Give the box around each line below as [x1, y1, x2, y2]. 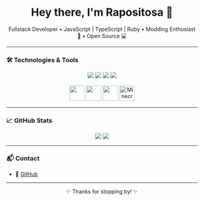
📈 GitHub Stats [6, 116, 53, 125]
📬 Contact [6, 154, 40, 163]
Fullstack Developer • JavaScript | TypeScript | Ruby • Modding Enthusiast [8, 25, 196, 33]
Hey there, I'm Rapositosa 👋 [31, 5, 173, 19]
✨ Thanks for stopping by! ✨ [66, 188, 138, 195]
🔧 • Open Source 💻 [77, 32, 127, 39]
